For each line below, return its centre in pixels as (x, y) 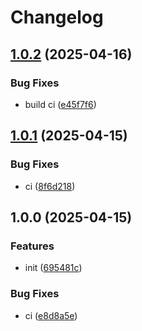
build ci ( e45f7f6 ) (60, 104)
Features (32, 246)
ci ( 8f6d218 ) (50, 186)
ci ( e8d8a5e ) (51, 315)
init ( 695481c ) (53, 268)
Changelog (57, 17)
